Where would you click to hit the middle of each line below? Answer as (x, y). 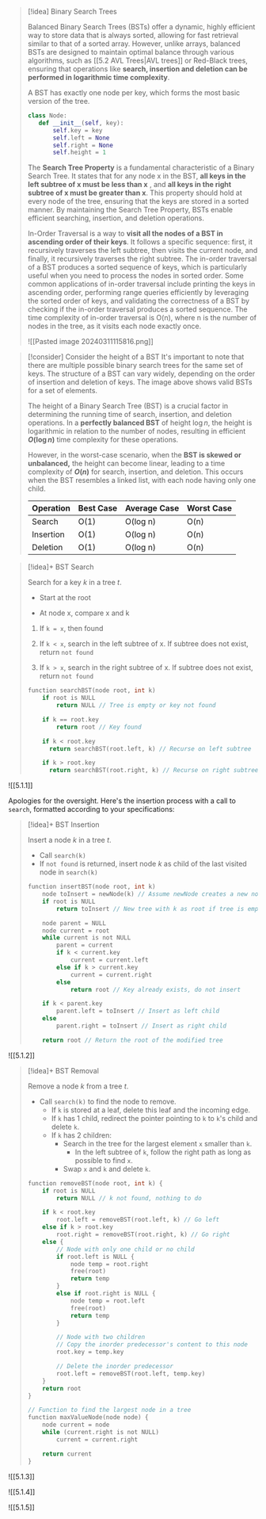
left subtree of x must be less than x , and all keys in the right (129, 185)
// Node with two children (101, 1337)
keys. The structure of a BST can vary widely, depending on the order (141, 374)
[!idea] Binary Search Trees (72, 11)
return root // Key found (99, 727)
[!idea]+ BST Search (61, 567)
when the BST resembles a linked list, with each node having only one (142, 480)
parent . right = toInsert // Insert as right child (142, 1026)
